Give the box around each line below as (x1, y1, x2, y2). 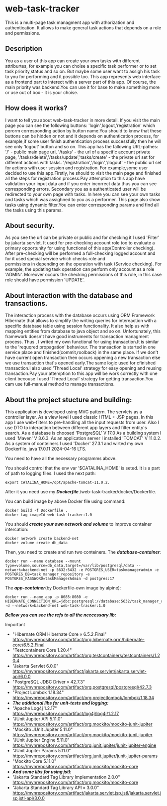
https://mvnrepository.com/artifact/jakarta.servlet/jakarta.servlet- (12, 668, 147, 674)
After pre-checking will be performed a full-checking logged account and (5, 250, 156, 256)
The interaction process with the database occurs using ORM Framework (5, 312, 155, 319)
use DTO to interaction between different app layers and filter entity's (5, 425, 147, 431)
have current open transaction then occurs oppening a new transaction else (5, 354, 161, 361)
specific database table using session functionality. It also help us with (5, 323, 150, 329)
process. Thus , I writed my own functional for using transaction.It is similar (5, 339, 159, 345)
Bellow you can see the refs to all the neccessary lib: (5, 612, 117, 618)
